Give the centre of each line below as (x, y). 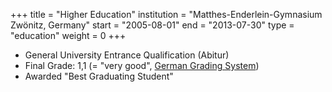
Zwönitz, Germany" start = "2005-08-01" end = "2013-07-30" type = (152, 25)
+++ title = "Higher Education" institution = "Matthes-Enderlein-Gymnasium (166, 14)
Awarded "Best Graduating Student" (99, 76)
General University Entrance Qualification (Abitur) (127, 55)
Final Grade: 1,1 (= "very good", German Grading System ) (142, 65)
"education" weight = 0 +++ (68, 35)
